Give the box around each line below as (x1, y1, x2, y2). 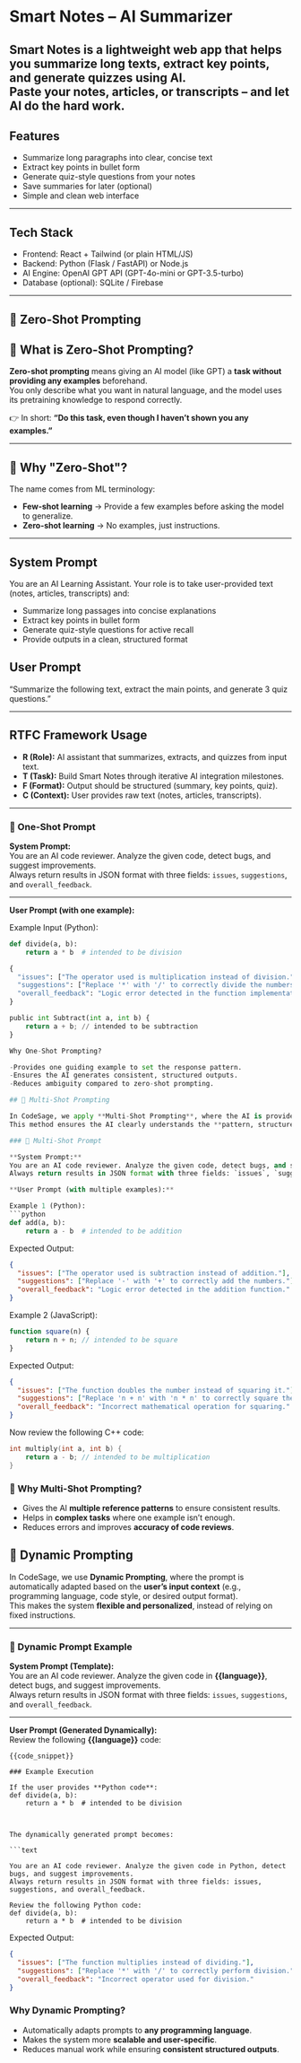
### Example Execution (9, 1768, 94, 1777)
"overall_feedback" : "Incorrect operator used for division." (17, 1974, 254, 1984)
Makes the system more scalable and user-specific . (21, 2034, 218, 2045)
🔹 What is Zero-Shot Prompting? (9, 342, 194, 357)
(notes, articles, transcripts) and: (9, 588, 130, 599)
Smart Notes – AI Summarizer (9, 6, 233, 27)
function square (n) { (9, 1327, 90, 1336)
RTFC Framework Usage (9, 728, 148, 743)
